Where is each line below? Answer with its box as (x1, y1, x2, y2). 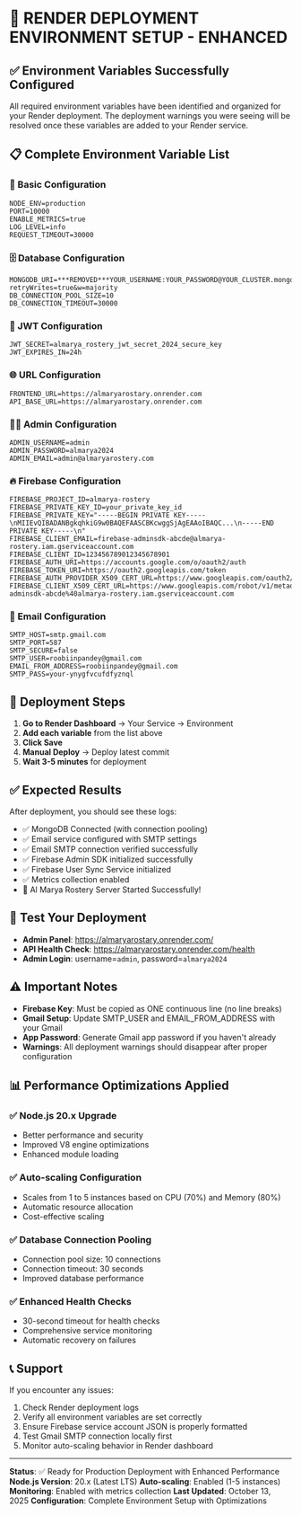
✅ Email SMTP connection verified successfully (21, 844, 199, 855)
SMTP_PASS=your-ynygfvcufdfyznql (9, 669, 134, 679)
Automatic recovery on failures (21, 1334, 137, 1346)
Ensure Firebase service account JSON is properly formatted (21, 1422, 248, 1432)
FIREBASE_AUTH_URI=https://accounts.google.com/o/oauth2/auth (9, 558, 246, 567)
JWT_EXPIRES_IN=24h (9, 348, 82, 358)
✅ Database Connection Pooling (9, 1233, 152, 1245)
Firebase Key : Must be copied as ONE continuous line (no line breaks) (21, 1003, 282, 1014)
